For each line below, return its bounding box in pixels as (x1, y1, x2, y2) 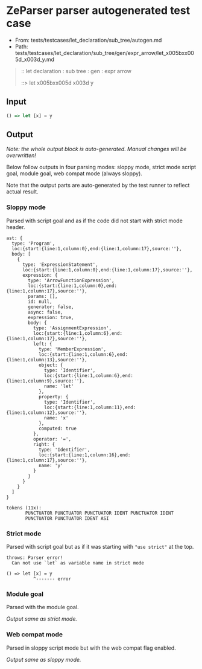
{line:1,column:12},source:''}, (6, 409, 87, 416)
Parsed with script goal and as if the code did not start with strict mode (6, 217, 183, 224)
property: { (38, 393, 69, 399)
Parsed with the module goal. (6, 604, 80, 611)
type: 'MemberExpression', (38, 346, 107, 352)
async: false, (28, 309, 63, 315)
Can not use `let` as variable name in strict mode (11, 560, 145, 566)
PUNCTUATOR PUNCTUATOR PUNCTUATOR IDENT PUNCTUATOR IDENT (25, 510, 174, 516)
